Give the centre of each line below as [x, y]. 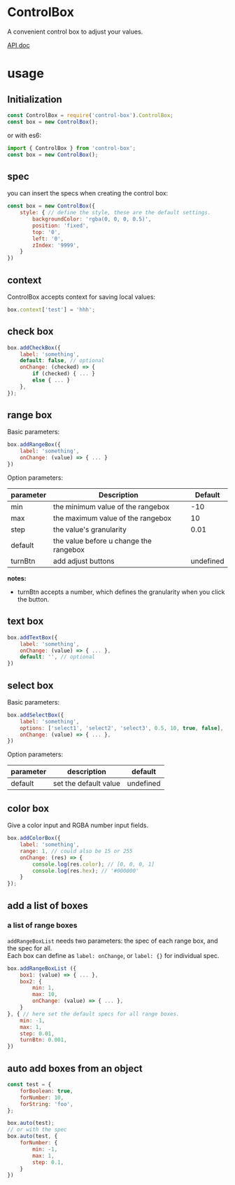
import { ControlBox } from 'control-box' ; [72, 148]
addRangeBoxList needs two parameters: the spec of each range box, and [113, 941]
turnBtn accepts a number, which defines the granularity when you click [121, 592]
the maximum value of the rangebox [113, 518]
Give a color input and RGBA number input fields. [78, 825]
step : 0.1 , [48, 1162]
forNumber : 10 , [42, 1097]
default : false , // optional [62, 361]
